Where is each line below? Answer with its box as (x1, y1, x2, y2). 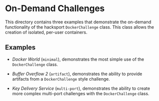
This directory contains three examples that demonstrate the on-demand (5, 19, 152, 25)
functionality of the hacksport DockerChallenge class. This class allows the (5, 24, 155, 30)
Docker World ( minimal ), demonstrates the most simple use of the (12, 56, 144, 62)
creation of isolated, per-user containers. (5, 29, 88, 35)
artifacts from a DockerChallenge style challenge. (12, 76, 110, 82)
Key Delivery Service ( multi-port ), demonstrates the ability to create (12, 85, 150, 91)
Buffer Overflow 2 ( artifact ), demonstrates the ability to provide (12, 71, 142, 77)
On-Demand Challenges (5, 3, 105, 14)
